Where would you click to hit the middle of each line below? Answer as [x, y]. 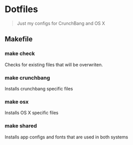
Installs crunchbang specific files [39, 88]
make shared [21, 126]
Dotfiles [21, 9]
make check [20, 54]
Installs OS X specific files [32, 113]
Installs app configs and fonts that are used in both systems [66, 137]
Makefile [19, 39]
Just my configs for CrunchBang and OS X [61, 23]
